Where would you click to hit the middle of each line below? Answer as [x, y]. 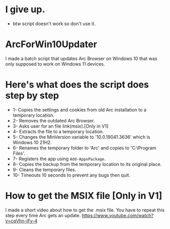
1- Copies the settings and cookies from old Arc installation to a [80, 110]
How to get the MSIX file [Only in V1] [84, 196]
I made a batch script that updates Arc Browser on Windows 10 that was [81, 58]
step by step [32, 96]
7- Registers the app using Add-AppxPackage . [59, 159]
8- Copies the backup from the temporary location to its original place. [87, 164]
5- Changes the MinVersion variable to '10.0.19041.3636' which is [81, 137]
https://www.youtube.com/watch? [118, 215]
